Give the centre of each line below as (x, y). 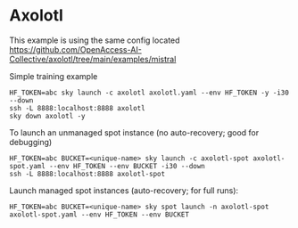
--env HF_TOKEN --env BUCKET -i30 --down (127, 166)
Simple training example (54, 76)
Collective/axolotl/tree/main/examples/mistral (93, 59)
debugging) (31, 142)
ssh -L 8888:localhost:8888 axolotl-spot (87, 174)
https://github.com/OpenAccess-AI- (76, 49)
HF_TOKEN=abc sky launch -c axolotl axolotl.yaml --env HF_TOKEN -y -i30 (149, 93)
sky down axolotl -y (48, 116)
